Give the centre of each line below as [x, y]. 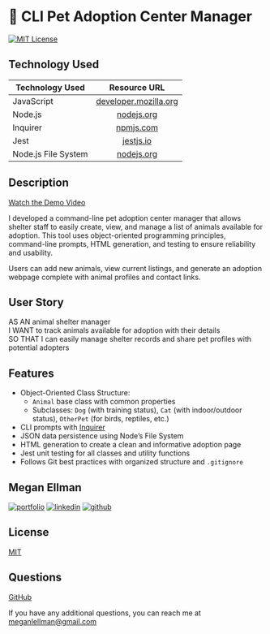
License [29, 532]
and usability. [31, 252]
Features [31, 373]
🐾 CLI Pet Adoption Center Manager [131, 17]
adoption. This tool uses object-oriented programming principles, [117, 235]
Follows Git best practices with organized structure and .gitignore [131, 462]
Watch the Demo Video [47, 202]
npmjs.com [137, 127]
